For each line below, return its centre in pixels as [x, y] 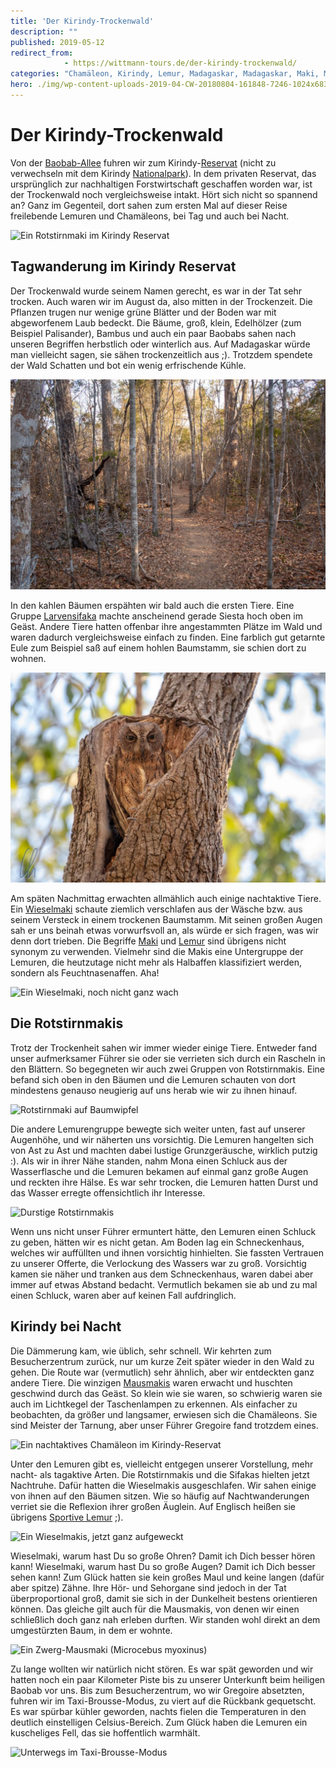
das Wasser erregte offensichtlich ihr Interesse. [108, 1192]
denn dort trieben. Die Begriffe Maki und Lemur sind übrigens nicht [148, 941]
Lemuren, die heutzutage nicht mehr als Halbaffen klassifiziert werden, [156, 962]
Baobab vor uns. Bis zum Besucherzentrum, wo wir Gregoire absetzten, [157, 1690]
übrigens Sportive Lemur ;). [67, 1517]
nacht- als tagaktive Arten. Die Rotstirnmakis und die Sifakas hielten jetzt [160, 1474]
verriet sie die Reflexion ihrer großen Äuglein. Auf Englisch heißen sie [153, 1506]
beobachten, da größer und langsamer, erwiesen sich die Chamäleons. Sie [164, 1414]
